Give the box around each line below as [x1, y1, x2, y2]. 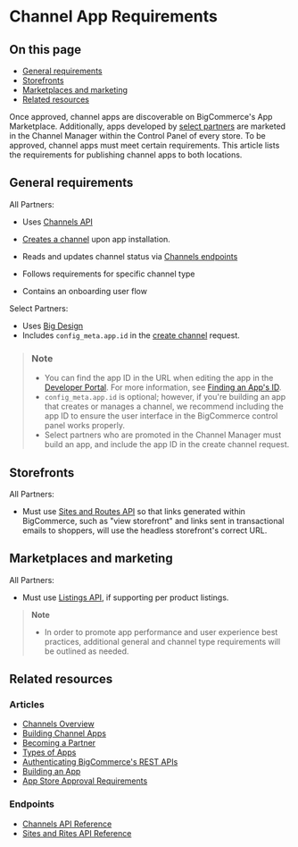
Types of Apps [21, 747, 77, 758]
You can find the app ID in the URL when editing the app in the [44, 373, 274, 384]
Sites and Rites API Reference [21, 827, 132, 838]
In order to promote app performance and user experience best [44, 626, 278, 637]
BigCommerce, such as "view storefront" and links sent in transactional [21, 515, 285, 526]
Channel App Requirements [9, 6, 219, 27]
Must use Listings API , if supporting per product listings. [21, 592, 229, 603]
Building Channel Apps [21, 728, 107, 739]
